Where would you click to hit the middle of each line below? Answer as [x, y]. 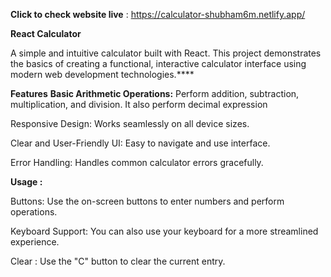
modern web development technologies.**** [102, 74]
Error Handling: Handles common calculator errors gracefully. [137, 162]
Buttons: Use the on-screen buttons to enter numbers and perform [147, 201]
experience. [35, 242]
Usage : [26, 182]
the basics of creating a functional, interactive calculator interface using [158, 63]
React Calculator [46, 33]
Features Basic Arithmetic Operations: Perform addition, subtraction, [155, 93]
